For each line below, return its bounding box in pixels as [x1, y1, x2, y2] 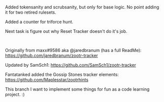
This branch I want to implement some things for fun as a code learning [5, 86, 150, 92]
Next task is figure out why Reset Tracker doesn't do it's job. [5, 28, 128, 34]
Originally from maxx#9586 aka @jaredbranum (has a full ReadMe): [5, 48, 141, 53]
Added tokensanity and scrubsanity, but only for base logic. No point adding [5, 4, 160, 10]
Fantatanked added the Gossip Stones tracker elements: [5, 72, 119, 77]
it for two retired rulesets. [5, 9, 56, 15]
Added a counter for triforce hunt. [5, 19, 74, 25]
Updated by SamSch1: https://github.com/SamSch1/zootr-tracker [5, 62, 137, 68]
